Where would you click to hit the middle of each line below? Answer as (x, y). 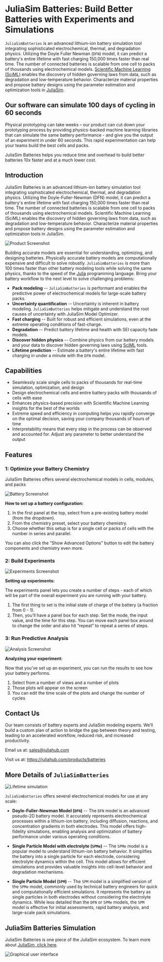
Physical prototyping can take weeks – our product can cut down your (75, 124)
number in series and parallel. (42, 534)
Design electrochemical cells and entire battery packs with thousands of (84, 393)
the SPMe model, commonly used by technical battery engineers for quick (85, 887)
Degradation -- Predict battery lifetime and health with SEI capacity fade (85, 329)
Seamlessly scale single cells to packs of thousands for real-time (77, 382)
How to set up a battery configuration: (44, 503)
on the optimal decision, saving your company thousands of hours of (81, 419)
